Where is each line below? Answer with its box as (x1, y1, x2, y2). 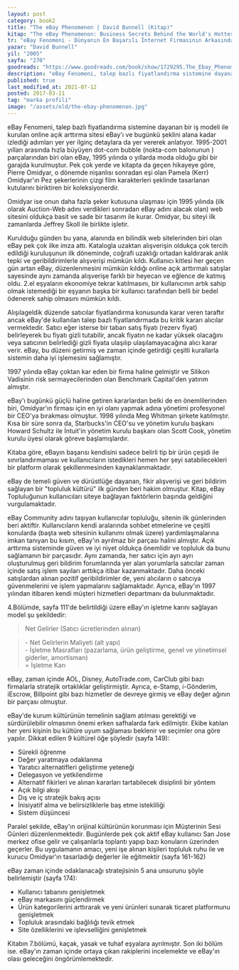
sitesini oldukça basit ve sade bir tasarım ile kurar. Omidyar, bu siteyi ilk (7, 212, 216, 221)
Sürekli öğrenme (17, 748, 66, 756)
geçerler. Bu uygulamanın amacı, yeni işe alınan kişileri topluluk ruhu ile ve (7, 845, 225, 853)
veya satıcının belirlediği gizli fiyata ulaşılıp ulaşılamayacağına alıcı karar (7, 338, 218, 346)
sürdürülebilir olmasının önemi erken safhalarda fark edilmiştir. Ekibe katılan (7, 718, 229, 727)
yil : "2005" (7, 51, 43, 58)
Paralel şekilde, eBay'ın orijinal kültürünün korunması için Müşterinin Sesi (7, 822, 221, 830)
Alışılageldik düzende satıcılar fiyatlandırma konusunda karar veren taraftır (7, 308, 225, 316)
